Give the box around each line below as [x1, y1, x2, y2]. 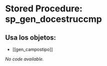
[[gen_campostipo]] [12, 47, 53, 52]
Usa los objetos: [5, 33, 56, 42]
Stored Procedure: [5, 3, 83, 14]
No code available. [5, 56, 44, 62]
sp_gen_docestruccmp [5, 13, 102, 25]
